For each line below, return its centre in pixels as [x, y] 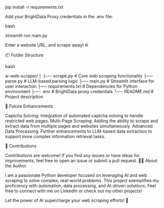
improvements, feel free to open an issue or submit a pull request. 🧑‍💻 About [81, 161]
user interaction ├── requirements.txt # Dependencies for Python [71, 86]
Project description [24, 97]
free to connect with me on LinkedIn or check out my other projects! [73, 191]
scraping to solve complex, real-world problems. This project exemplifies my [82, 180]
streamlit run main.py [26, 35]
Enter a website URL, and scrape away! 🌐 [47, 45]
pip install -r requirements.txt [34, 7]
